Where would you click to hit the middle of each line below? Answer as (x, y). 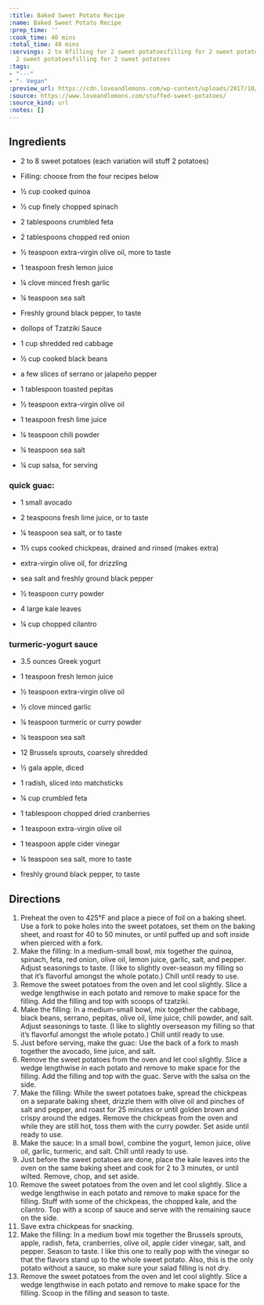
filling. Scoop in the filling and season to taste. (95, 1293)
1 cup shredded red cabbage (67, 343)
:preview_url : (32, 88)
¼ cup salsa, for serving (59, 465)
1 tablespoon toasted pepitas (67, 388)
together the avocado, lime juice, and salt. (88, 1052)
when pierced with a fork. (61, 943)
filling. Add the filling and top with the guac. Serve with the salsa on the (135, 1077)
